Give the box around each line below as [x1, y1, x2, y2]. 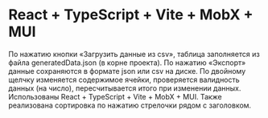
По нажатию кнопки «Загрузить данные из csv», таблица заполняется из [8, 49, 260, 59]
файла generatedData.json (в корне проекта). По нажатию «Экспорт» [8, 58, 246, 67]
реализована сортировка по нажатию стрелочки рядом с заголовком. [8, 100, 252, 110]
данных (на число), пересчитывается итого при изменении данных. [8, 83, 241, 93]
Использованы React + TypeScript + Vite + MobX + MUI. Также [8, 92, 223, 101]
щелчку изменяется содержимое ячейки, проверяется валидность [8, 75, 240, 84]
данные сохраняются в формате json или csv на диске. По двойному [8, 66, 246, 75]
